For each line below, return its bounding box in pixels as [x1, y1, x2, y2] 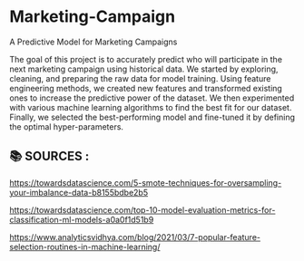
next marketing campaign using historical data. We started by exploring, [9, 63, 279, 74]
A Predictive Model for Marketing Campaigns [9, 36, 178, 47]
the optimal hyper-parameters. [9, 121, 124, 132]
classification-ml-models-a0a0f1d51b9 [9, 214, 154, 225]
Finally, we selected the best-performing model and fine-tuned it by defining [9, 111, 295, 122]
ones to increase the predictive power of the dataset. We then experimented [9, 92, 295, 103]
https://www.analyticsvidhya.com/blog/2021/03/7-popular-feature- [9, 231, 261, 242]
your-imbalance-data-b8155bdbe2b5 [9, 187, 148, 198]
